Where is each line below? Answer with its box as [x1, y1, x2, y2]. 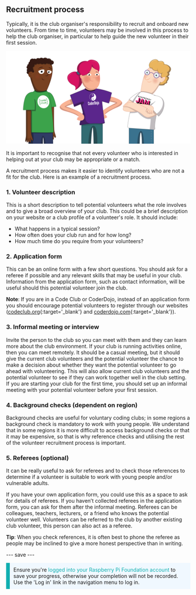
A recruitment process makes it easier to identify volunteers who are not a [6, 167, 185, 174]
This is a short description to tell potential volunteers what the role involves [6, 201, 187, 209]
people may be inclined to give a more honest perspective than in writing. [6, 540, 183, 547]
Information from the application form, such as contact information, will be [6, 278, 185, 285]
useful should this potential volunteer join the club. [6, 284, 128, 291]
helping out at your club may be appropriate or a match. [6, 156, 140, 163]
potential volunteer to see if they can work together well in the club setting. [6, 374, 187, 381]
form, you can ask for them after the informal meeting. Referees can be [6, 503, 177, 510]
